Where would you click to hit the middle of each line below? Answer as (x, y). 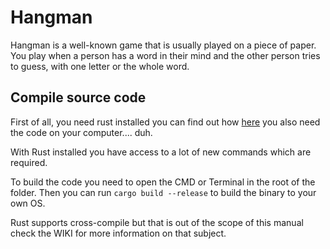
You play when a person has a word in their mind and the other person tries (165, 55)
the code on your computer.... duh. (81, 132)
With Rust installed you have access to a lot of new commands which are (161, 152)
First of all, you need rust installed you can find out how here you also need (165, 122)
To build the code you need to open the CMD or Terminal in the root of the (163, 182)
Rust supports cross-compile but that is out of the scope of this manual (157, 222)
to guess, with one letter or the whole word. (100, 66)
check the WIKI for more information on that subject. (118, 233)
